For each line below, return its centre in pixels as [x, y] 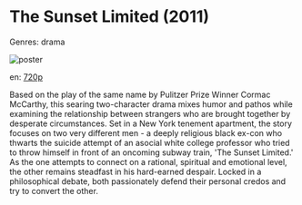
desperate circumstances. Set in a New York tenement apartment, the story [151, 123]
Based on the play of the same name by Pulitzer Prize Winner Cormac [140, 94]
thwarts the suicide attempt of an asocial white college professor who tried [150, 142]
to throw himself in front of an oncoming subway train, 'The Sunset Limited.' [151, 152]
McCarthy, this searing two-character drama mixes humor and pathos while [151, 104]
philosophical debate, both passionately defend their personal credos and [148, 181]
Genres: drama [37, 42]
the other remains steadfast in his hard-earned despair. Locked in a [136, 171]
